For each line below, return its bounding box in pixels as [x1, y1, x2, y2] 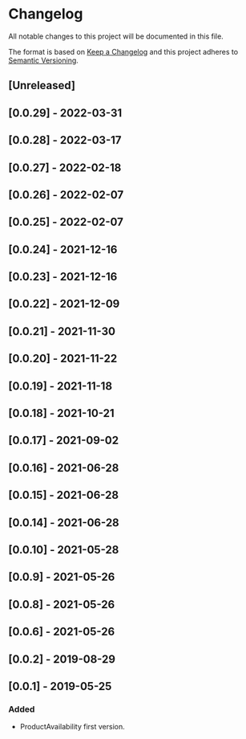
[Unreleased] [8, 79, 76, 92]
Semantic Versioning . [8, 55, 79, 65]
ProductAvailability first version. [19, 722, 126, 732]
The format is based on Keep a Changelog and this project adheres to [8, 47, 239, 56]
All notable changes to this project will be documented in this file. [8, 31, 224, 41]
